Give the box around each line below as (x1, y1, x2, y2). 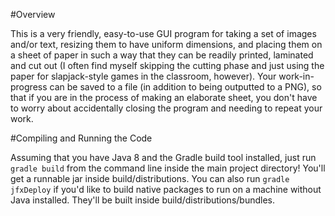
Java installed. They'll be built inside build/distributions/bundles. (10, 194, 275, 206)
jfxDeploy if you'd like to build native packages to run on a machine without (10, 184, 322, 195)
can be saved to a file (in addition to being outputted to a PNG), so (49, 81, 322, 93)
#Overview (10, 9, 56, 20)
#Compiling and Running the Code (10, 132, 153, 144)
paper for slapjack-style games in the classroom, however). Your (10, 70, 277, 82)
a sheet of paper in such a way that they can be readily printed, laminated (10, 49, 314, 61)
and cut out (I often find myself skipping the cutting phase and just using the (10, 60, 325, 71)
